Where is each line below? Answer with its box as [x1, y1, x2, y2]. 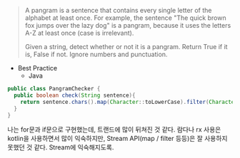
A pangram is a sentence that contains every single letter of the [24, 6, 212, 14]
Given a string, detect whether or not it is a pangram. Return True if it [24, 43, 228, 51]
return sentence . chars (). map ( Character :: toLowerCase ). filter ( [20, 98, 209, 105]
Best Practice [17, 64, 58, 72]
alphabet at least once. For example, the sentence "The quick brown [24, 14, 226, 22]
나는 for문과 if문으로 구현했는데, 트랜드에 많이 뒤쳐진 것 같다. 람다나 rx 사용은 [7, 125, 221, 134]
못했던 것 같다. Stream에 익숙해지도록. [7, 143, 114, 152]
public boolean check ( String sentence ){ [14, 92, 136, 99]
